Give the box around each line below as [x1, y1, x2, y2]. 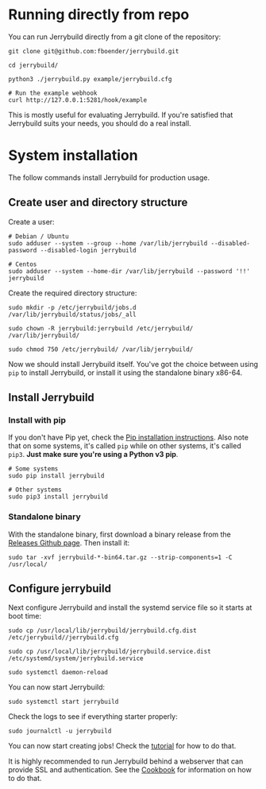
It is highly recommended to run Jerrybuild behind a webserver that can [8, 756, 244, 766]
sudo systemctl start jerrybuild [8, 698, 119, 706]
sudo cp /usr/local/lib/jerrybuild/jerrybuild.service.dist [8, 647, 212, 656]
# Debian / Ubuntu [8, 232, 69, 240]
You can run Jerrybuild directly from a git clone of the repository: [8, 32, 222, 41]
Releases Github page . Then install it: [8, 537, 130, 547]
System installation [8, 146, 138, 165]
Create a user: [8, 217, 55, 226]
